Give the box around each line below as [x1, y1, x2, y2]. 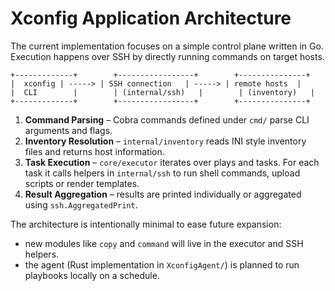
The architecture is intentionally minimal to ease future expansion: [10, 218, 282, 230]
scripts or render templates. [24, 177, 140, 189]
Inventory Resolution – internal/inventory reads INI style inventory [24, 135, 307, 147]
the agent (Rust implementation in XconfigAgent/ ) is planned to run [24, 258, 300, 271]
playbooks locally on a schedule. [24, 269, 160, 281]
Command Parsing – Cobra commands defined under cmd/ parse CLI [24, 113, 310, 126]
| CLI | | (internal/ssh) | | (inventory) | [10, 87, 315, 97]
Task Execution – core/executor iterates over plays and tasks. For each [24, 156, 320, 168]
